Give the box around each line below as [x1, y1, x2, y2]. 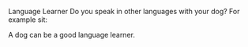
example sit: [8, 15, 48, 24]
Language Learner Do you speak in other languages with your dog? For [8, 7, 240, 16]
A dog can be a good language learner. [8, 31, 136, 39]
